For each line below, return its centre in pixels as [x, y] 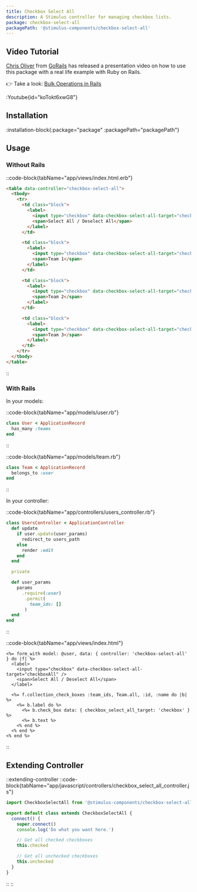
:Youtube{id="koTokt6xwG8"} [42, 97]
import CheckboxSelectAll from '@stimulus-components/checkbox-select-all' [101, 803]
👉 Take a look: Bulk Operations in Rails [54, 84]
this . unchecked [35, 862]
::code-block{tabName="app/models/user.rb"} [62, 413]
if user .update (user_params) [52, 534]
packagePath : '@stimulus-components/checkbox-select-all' [78, 28]
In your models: [25, 401]
